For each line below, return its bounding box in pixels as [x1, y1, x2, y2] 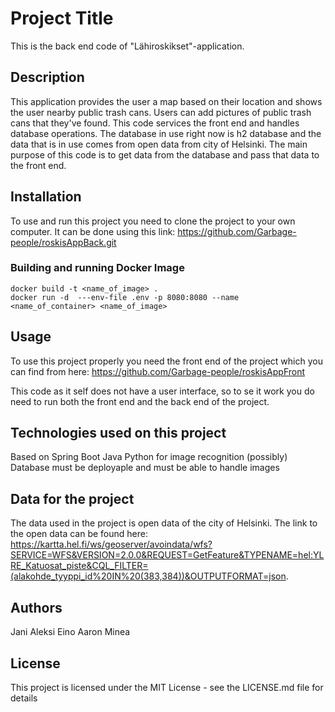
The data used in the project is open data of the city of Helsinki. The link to [10, 517, 318, 529]
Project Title [10, 7, 114, 30]
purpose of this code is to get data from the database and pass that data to [10, 148, 320, 161]
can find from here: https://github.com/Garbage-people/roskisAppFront [10, 365, 306, 377]
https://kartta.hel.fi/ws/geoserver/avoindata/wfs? [10, 538, 213, 551]
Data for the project [10, 490, 135, 507]
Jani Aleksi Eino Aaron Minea [10, 626, 131, 638]
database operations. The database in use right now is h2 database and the [10, 127, 322, 139]
